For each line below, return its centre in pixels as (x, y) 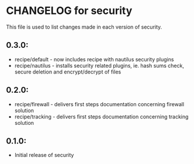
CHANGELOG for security (69, 11)
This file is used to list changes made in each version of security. (84, 27)
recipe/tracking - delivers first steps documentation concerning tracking (101, 116)
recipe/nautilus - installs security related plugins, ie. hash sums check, (99, 65)
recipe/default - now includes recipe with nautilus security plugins (94, 59)
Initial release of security (44, 155)
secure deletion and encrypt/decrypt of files (68, 72)
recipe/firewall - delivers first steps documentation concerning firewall (99, 104)
